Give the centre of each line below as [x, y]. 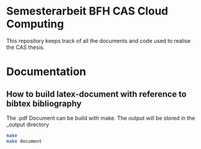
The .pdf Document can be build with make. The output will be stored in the [101, 118]
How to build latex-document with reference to [97, 94]
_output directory [28, 124]
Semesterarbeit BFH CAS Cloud [87, 11]
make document [24, 141]
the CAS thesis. [26, 47]
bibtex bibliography [44, 103]
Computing [35, 24]
